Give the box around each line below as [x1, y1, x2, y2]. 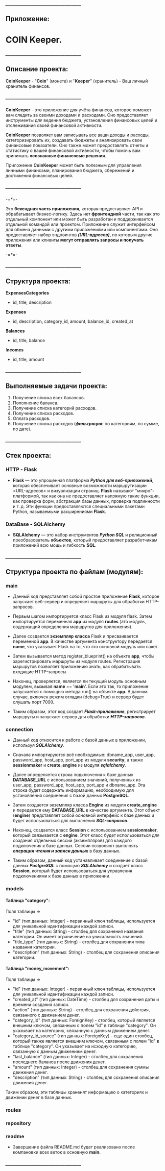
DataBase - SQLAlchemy [5, 521, 66, 528]
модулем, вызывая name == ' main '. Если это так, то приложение [12, 683, 149, 689]
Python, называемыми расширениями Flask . [12, 509, 107, 514]
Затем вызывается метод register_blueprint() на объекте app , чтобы [12, 653, 155, 659]
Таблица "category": [5, 898, 50, 903]
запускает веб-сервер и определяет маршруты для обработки [12, 599, 145, 605]
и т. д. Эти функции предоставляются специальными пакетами [12, 503, 145, 509]
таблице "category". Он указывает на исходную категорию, [12, 1043, 137, 1049]
